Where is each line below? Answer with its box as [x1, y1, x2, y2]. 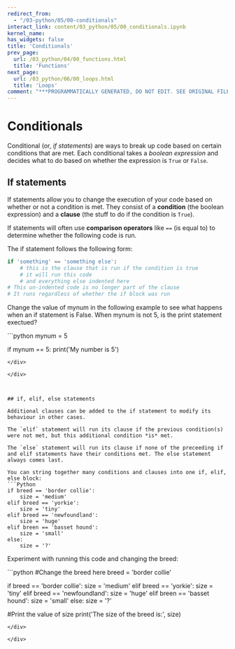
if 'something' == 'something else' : [7, 258, 117, 265]
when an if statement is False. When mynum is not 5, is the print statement [7, 311, 222, 319]
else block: [7, 475, 42, 483]
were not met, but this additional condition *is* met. [7, 432, 173, 439]
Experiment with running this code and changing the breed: [7, 555, 178, 563]
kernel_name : [7, 29, 45, 37]
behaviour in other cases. [7, 414, 86, 421]
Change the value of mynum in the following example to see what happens [7, 304, 222, 312]
